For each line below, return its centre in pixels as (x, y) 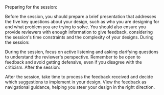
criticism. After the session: (33, 67)
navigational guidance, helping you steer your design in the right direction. (80, 87)
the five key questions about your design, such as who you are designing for (82, 22)
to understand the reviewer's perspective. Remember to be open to (73, 57)
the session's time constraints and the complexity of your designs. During (79, 37)
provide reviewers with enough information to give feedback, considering (79, 32)
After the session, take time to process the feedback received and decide (79, 77)
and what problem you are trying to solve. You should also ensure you (75, 27)
